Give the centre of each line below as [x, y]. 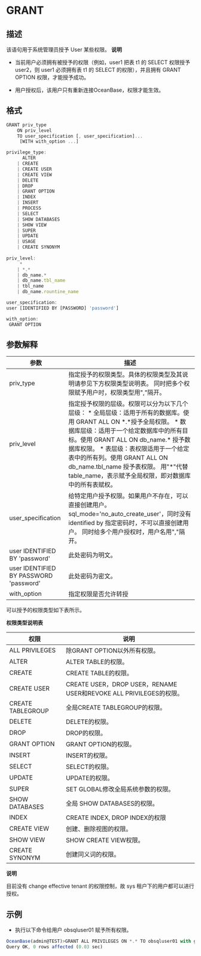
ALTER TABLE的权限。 [97, 662]
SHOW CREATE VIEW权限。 [105, 840]
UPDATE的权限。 [89, 778]
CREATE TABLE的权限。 [99, 673]
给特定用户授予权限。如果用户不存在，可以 [128, 496]
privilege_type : [26, 153]
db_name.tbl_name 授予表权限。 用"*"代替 [128, 467]
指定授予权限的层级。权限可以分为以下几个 [128, 404]
